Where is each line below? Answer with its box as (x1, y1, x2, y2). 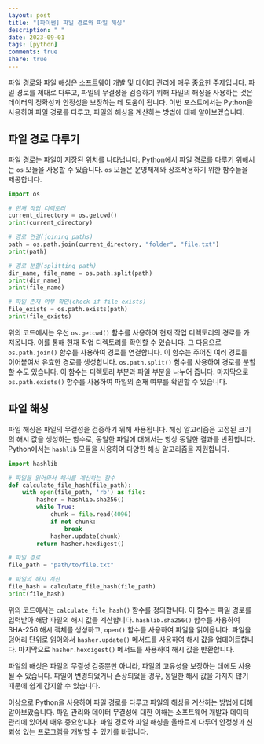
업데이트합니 (215, 634, 254, 644)
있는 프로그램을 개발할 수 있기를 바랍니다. (22, 727, 149, 736)
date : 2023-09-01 (8, 33, 65, 42)
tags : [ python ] (8, 41, 58, 49)
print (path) (8, 247, 47, 255)
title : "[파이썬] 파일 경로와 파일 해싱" (8, 19, 126, 27)
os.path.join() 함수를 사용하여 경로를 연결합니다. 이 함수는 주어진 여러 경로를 (8, 347, 248, 357)
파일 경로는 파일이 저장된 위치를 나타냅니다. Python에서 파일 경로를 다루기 (8, 155, 234, 164)
